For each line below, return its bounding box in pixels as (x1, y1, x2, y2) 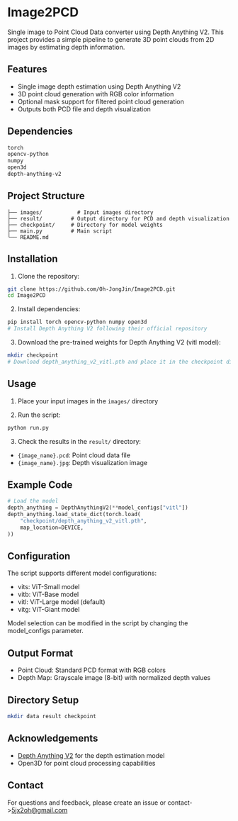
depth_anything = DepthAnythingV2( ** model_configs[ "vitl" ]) (7, 504, 189, 511)
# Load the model (7, 498, 59, 505)
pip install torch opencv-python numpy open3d (7, 318, 147, 326)
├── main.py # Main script (7, 228, 113, 235)
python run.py (7, 424, 50, 431)
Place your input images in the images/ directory (17, 396, 159, 405)
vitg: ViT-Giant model (17, 605, 80, 614)
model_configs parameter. (7, 627, 84, 635)
